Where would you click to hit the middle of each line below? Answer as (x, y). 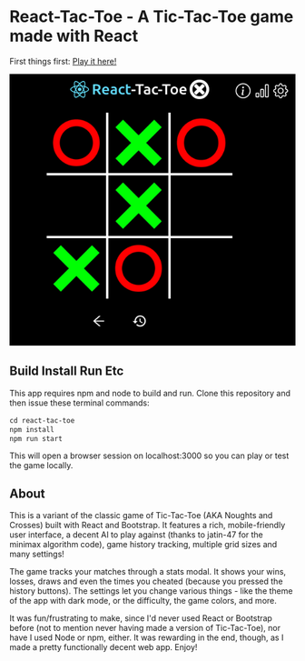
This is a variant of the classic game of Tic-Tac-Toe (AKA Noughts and (141, 516)
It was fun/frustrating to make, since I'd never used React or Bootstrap (141, 618)
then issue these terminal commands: (79, 403)
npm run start (36, 438)
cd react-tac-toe (42, 420)
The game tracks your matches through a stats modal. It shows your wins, (148, 572)
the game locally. (41, 465)
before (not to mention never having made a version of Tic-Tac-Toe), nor (145, 628)
